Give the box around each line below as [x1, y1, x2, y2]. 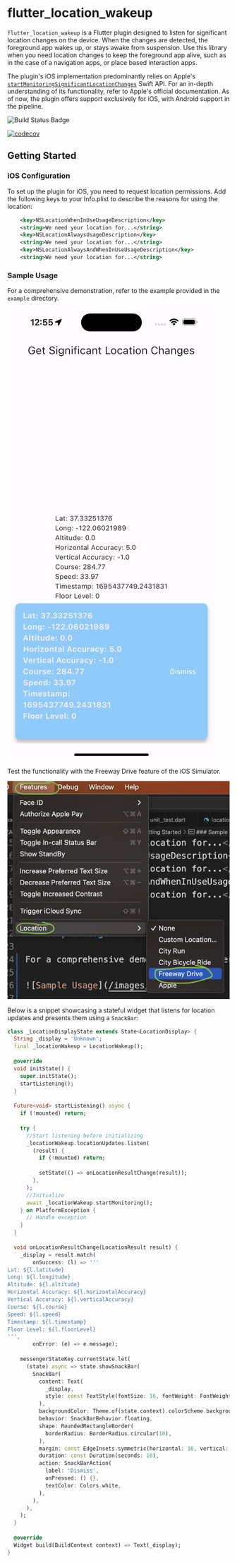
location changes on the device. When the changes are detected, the [7, 35, 208, 44]
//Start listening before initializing [25, 1132, 143, 1139]
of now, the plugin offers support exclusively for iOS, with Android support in [7, 94, 230, 103]
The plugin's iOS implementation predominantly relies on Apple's [7, 72, 196, 80]
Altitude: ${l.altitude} [7, 1281, 80, 1288]
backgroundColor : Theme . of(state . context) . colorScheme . [38, 1408, 207, 1415]
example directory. [7, 294, 59, 303]
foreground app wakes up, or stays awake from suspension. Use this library [7, 43, 228, 52]
